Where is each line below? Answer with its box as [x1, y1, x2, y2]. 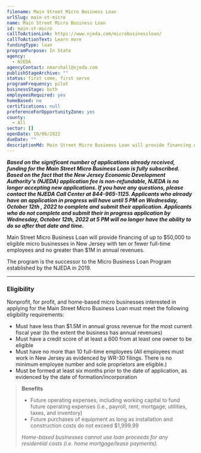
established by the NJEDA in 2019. [7, 264, 92, 271]
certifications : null [7, 103, 61, 109]
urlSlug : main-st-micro [7, 14, 66, 20]
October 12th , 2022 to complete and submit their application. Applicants [7, 203, 192, 210]
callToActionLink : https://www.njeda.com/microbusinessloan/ [7, 31, 162, 37]
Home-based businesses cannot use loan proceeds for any [21, 433, 169, 440]
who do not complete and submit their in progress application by [7, 209, 171, 216]
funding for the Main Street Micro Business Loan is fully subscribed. [7, 165, 180, 172]
